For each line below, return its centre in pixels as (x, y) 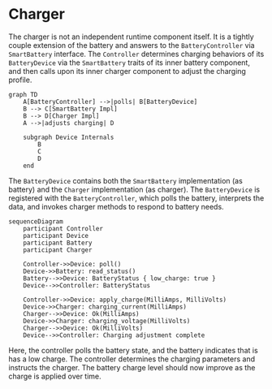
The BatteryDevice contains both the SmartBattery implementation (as (126, 180)
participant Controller (63, 228)
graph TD (23, 94)
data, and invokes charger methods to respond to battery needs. (117, 206)
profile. (20, 80)
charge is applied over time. (55, 376)
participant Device (56, 236)
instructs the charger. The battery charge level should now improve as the (132, 367)
